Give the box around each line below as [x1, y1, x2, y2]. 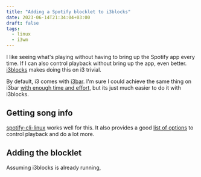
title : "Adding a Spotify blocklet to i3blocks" [6, 8, 131, 15]
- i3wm [11, 37, 28, 43]
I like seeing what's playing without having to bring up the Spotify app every [6, 54, 195, 60]
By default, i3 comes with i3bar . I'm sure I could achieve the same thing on [6, 78, 192, 85]
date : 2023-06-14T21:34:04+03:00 [6, 14, 91, 20]
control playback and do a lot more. [6, 130, 95, 137]
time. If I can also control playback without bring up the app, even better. [6, 60, 187, 67]
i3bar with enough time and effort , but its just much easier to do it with [6, 84, 181, 91]
